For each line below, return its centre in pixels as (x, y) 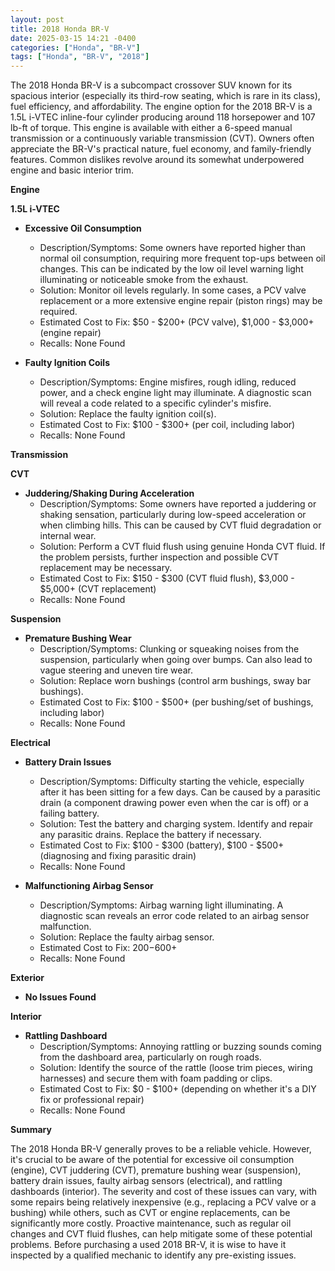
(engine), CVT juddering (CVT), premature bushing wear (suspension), (156, 1170)
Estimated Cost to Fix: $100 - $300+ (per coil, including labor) (167, 425)
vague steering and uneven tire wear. (116, 670)
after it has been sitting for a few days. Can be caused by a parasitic (180, 792)
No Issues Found (60, 997)
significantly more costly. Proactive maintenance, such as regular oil (151, 1223)
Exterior (27, 978)
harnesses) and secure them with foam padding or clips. (156, 1078)
